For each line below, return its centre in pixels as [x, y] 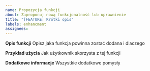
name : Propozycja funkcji [33, 10]
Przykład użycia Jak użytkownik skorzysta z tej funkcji [63, 53]
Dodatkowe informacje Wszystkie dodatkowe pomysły [63, 63]
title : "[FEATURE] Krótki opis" [39, 19]
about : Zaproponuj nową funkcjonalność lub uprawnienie [66, 15]
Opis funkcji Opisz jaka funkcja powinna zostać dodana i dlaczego [75, 43]
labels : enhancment [26, 24]
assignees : [17, 29]
